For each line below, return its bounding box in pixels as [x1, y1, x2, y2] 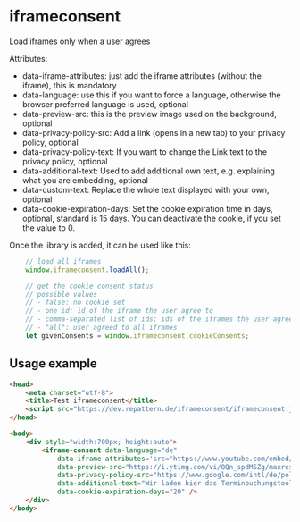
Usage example [9, 356, 98, 372]
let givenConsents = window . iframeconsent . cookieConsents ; [25, 331, 250, 341]
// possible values [25, 290, 98, 299]
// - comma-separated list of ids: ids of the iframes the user [25, 315, 270, 324]
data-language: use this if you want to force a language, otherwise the [21, 89, 281, 100]
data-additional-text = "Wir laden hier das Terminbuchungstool [56, 479, 294, 488]
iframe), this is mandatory [21, 80, 118, 90]
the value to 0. [21, 222, 76, 233]
